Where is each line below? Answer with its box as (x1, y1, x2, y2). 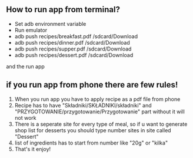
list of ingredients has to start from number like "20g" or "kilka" (14, 139, 168, 146)
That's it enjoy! (14, 145, 51, 152)
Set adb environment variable (14, 20, 86, 27)
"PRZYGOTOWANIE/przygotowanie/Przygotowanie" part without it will (14, 108, 185, 115)
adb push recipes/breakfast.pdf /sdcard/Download (14, 32, 138, 40)
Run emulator (14, 26, 48, 33)
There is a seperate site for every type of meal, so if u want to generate (14, 120, 188, 127)
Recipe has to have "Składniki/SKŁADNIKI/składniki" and (14, 102, 152, 109)
